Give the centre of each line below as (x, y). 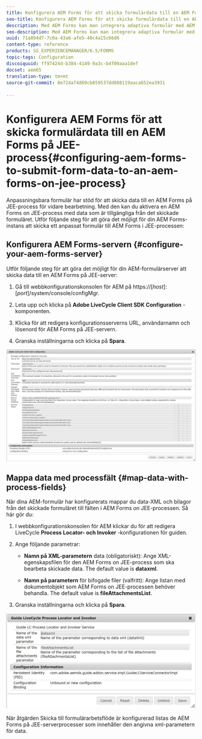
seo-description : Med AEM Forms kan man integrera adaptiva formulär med (101, 32)
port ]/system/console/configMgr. (58, 293)
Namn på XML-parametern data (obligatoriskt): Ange (90, 556)
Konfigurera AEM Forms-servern (69, 245)
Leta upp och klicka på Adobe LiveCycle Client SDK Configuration (98, 305)
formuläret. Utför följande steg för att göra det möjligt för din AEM (87, 219)
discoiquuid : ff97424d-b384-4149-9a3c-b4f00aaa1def (72, 63)
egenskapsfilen (43, 563)
